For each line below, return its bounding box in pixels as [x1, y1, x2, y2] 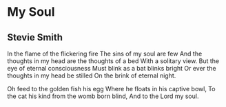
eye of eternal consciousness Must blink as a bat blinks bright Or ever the [7, 64, 216, 72]
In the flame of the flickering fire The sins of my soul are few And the [7, 49, 203, 58]
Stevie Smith [7, 32, 63, 43]
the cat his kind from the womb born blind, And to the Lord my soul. [7, 92, 199, 100]
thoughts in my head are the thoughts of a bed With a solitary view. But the [7, 57, 219, 65]
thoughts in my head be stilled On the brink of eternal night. [7, 71, 176, 80]
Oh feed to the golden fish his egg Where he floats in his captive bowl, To [7, 85, 216, 93]
